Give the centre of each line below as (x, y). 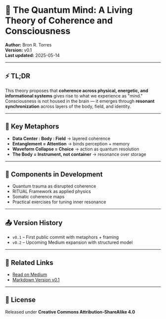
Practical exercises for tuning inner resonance (59, 202)
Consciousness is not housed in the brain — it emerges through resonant (80, 101)
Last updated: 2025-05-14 (33, 55)
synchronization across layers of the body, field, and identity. (68, 106)
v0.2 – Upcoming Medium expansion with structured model (72, 242)
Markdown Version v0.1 (36, 280)
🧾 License (21, 300)
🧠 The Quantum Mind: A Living (69, 10)
